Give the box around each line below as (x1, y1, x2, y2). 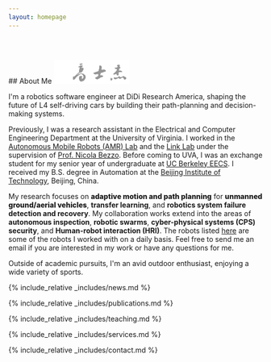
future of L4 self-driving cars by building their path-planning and (8, 100, 223, 110)
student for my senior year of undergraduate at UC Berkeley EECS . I (8, 158, 234, 169)
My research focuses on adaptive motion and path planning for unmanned (8, 191, 263, 201)
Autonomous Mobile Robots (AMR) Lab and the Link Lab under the (8, 141, 229, 151)
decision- (224, 100, 256, 110)
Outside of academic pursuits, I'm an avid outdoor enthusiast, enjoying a (8, 258, 249, 268)
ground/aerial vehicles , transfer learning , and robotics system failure (8, 200, 247, 210)
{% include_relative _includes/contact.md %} (8, 345, 159, 355)
